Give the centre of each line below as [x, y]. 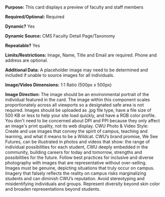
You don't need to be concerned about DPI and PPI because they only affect [82, 121]
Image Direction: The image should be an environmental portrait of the [77, 94]
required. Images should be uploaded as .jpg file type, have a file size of [78, 110]
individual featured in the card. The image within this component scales [78, 99]
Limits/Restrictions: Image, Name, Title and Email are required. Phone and [81, 55]
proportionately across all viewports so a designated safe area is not [75, 105]
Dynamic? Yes [20, 26]
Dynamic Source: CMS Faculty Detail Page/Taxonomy [60, 36]
